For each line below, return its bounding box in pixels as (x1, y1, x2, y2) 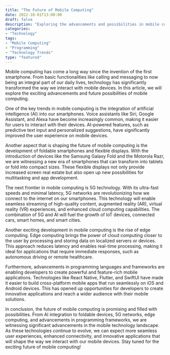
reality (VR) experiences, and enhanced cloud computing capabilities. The (5, 206, 160, 213)
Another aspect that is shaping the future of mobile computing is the (5, 142, 148, 149)
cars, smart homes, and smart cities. (5, 217, 81, 223)
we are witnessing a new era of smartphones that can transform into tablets (5, 159, 163, 165)
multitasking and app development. (5, 175, 79, 181)
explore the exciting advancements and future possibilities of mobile (5, 90, 148, 97)
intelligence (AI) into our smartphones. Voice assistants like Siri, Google (5, 111, 154, 117)
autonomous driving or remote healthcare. (5, 254, 94, 260)
